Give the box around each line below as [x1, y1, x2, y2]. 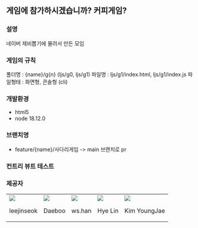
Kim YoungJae [124, 207, 165, 215]
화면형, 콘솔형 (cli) [24, 78, 68, 85]
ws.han [71, 207, 92, 215]
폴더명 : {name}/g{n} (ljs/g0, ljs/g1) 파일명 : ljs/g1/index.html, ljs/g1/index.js [6, 70, 187, 78]
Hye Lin [97, 207, 119, 215]
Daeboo [43, 207, 66, 215]
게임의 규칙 [6, 56, 36, 64]
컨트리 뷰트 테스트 [6, 162, 55, 170]
